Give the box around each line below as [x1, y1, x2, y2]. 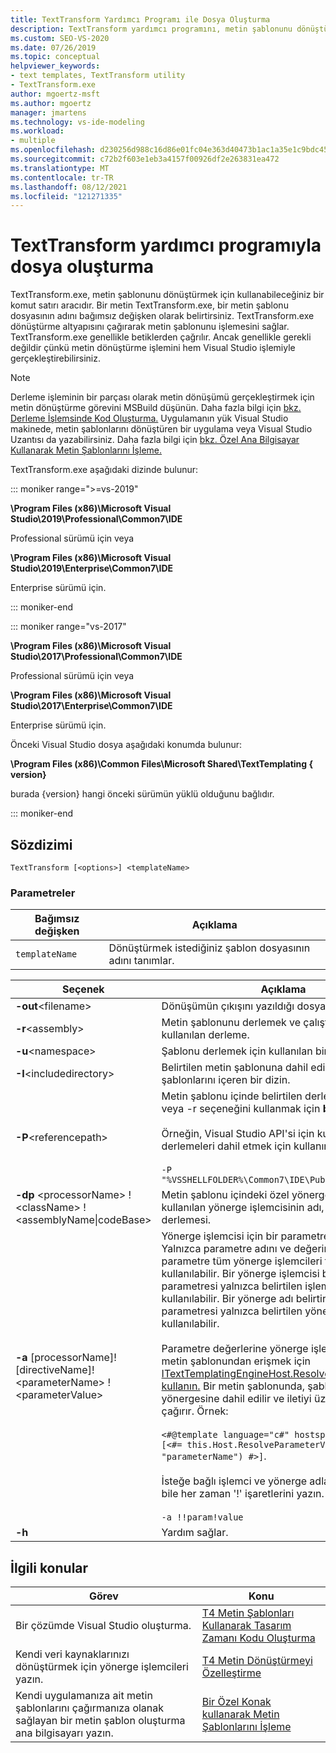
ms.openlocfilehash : [10, 145, 97, 155]
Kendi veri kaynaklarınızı [15, 1647, 130, 1661]
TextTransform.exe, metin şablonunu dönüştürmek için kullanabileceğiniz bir [10, 289, 325, 301]
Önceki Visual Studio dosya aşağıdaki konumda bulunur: [10, 739, 243, 751]
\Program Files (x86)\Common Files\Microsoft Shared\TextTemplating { [10, 758, 314, 770]
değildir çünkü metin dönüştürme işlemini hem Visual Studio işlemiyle [10, 342, 296, 354]
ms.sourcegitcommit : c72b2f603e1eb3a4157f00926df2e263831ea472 [10, 154, 280, 164]
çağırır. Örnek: [161, 1404, 229, 1418]
